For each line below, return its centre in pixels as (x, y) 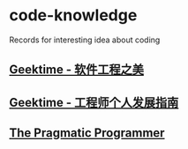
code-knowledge (73, 15)
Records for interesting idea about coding (85, 40)
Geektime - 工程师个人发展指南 (94, 102)
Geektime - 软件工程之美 (76, 70)
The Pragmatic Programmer (87, 133)
